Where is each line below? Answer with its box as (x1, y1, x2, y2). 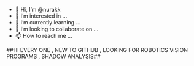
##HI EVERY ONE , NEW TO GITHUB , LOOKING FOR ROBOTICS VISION (6, 46, 188, 53)
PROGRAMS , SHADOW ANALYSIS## (6, 53, 101, 60)
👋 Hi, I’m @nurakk (15, 6, 61, 13)
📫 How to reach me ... (15, 32, 72, 39)
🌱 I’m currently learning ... (15, 19, 81, 26)
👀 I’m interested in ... (15, 12, 68, 20)
